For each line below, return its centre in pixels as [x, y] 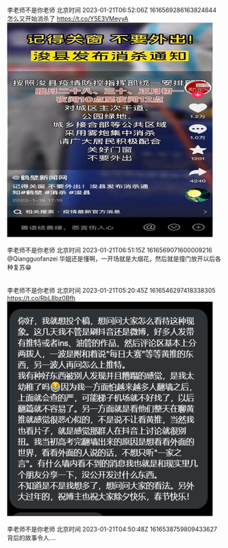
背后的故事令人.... [32, 538]
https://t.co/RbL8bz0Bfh [41, 298]
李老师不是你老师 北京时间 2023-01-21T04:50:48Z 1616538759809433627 [112, 529]
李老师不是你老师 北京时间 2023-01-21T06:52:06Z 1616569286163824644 [112, 10]
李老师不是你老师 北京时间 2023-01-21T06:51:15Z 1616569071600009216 [110, 250]
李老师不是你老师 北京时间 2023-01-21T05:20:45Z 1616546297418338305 [111, 290]
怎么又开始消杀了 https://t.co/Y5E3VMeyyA [68, 19]
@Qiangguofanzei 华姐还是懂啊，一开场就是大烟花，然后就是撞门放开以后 [111, 259]
